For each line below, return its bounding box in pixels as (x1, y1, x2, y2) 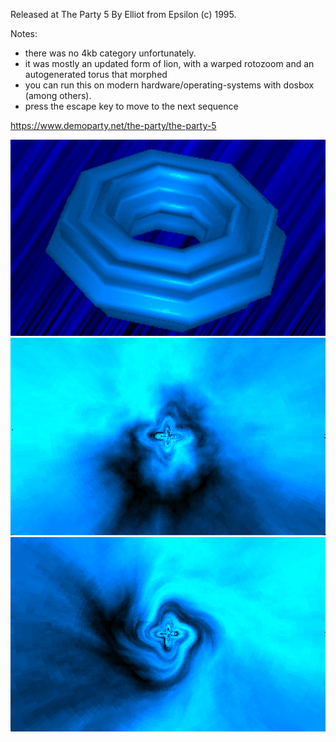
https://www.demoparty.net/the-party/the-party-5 (10, 120, 217, 131)
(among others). (24, 90, 92, 101)
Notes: (10, 28, 38, 39)
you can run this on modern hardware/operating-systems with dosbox (24, 79, 315, 91)
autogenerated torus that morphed (24, 69, 168, 80)
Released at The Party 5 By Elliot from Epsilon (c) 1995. (10, 9, 237, 20)
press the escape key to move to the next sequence (24, 100, 239, 112)
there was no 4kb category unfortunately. (24, 47, 197, 59)
